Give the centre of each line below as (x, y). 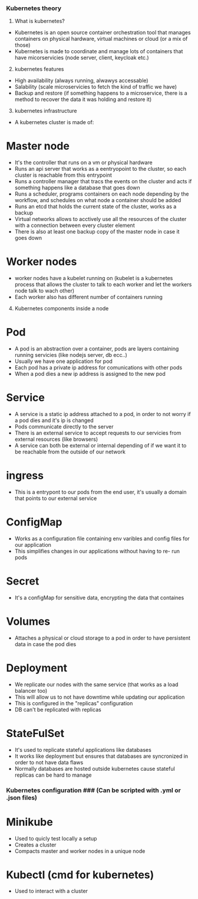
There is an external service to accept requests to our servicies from (98, 433)
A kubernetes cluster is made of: (54, 122)
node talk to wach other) (44, 291)
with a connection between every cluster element (75, 225)
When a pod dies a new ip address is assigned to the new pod (90, 374)
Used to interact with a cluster (51, 891)
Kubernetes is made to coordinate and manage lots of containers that (99, 51)
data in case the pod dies (45, 644)
